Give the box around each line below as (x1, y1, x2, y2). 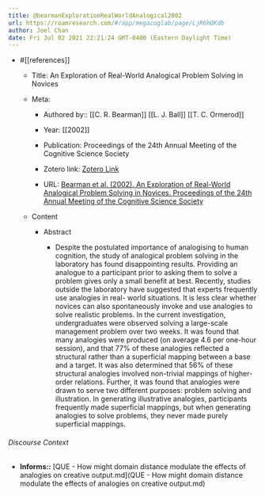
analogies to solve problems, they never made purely (55, 411, 228, 421)
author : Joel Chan (8, 26, 69, 34)
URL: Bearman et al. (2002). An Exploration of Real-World (43, 180, 231, 189)
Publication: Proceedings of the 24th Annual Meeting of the (43, 140, 237, 151)
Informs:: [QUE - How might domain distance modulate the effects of (19, 462, 247, 471)
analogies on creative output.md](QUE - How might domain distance (19, 471, 244, 480)
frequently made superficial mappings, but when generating (55, 403, 252, 412)
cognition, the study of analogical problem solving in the (55, 251, 239, 261)
